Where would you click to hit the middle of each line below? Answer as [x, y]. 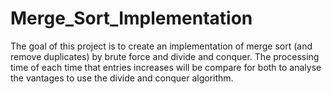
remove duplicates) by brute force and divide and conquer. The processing [165, 56]
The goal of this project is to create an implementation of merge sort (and [161, 46]
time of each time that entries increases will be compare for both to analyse [166, 67]
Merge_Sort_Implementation [131, 18]
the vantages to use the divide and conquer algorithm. [122, 78]
